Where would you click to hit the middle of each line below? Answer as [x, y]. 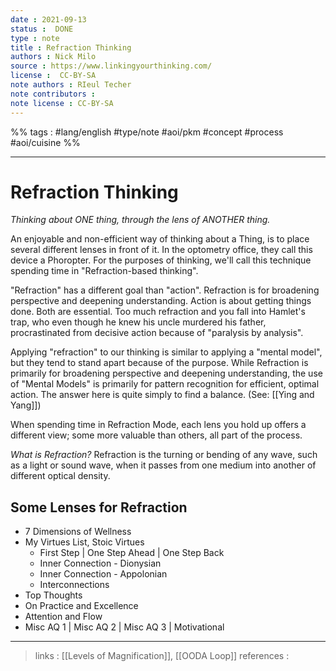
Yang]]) [26, 405]
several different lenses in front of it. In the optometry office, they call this [161, 250]
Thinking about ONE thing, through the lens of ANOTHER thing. [140, 220]
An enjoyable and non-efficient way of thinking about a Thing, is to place [160, 239]
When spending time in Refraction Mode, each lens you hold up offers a [158, 425]
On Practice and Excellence [81, 606]
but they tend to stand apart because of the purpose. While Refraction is [159, 363]
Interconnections [74, 585]
